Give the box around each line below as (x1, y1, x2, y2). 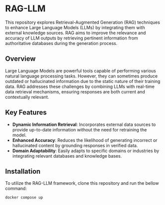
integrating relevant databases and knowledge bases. (12, 153, 122, 159)
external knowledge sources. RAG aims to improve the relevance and (5, 30, 146, 36)
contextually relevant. (5, 94, 50, 100)
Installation (5, 167, 41, 175)
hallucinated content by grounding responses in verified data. (12, 142, 138, 148)
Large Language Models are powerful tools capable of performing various (5, 68, 156, 74)
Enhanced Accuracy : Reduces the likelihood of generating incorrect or (12, 137, 158, 143)
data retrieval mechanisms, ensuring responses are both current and (5, 88, 145, 94)
